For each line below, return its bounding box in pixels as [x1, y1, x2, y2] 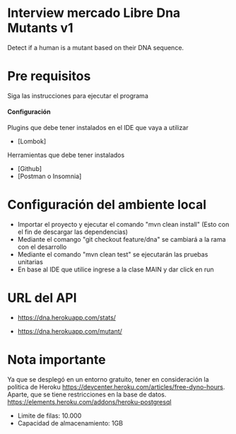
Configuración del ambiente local [7, 197, 207, 213]
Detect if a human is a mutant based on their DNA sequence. [7, 43, 184, 52]
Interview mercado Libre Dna [7, 5, 181, 21]
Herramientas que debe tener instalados [7, 151, 125, 160]
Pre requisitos [7, 69, 91, 84]
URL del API [7, 290, 77, 306]
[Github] [17, 165, 42, 173]
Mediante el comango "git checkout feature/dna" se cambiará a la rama [17, 235, 226, 244]
